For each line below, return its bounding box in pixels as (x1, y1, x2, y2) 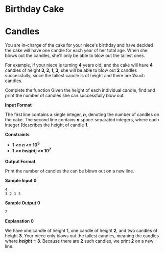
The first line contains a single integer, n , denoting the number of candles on (5, 112, 160, 117)
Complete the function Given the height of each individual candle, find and (5, 87, 156, 93)
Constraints (5, 132, 30, 138)
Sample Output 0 (5, 200, 41, 206)
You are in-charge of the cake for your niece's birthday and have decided (5, 42, 153, 48)
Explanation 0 (5, 218, 34, 224)
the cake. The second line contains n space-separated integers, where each (5, 117, 159, 123)
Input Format (5, 102, 32, 108)
